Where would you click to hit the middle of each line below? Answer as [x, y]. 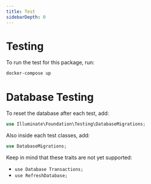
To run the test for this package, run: [51, 63]
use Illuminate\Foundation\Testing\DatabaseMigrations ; [76, 124]
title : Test [21, 11]
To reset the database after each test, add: [58, 113]
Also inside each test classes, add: [48, 136]
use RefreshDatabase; [41, 176]
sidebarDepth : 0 [26, 17]
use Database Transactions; [49, 169]
